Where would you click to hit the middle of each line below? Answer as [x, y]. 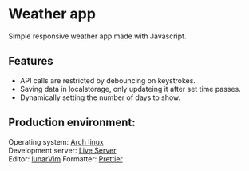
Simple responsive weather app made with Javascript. [97, 36]
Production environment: [72, 123]
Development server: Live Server [63, 150]
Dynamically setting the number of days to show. [100, 97]
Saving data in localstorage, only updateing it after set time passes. [130, 89]
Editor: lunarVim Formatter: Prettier [66, 159]
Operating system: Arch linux [56, 141]
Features [31, 61]
